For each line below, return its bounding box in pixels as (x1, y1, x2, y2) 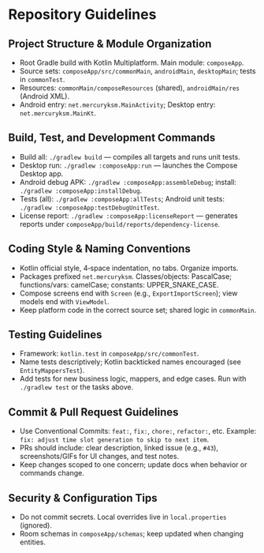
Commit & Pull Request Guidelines (8, 405, 179, 419)
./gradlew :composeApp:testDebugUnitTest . (19, 202, 160, 212)
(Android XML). (19, 92, 69, 100)
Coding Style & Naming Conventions (8, 243, 191, 256)
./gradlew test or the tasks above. (19, 382, 134, 392)
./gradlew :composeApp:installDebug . (19, 186, 143, 195)
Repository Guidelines (8, 6, 157, 24)
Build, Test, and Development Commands (8, 131, 216, 145)
